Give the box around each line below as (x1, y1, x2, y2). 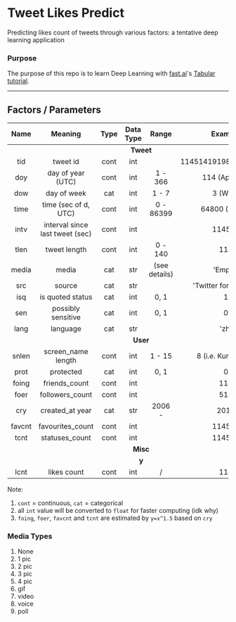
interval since (44, 220, 88, 230)
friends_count (43, 379, 89, 388)
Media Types (7, 531, 53, 541)
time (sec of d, (41, 200, 90, 210)
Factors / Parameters (7, 103, 102, 115)
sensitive (51, 312, 81, 322)
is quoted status (39, 292, 93, 302)
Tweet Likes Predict (7, 5, 125, 21)
